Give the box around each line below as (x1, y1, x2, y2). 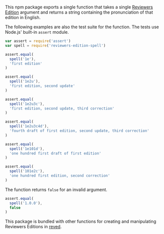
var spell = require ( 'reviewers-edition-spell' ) (5, 43, 106, 48)
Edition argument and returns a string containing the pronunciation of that (5, 9, 153, 15)
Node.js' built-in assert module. (5, 29, 69, 35)
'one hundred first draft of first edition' (9, 151, 102, 156)
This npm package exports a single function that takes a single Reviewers (5, 4, 153, 10)
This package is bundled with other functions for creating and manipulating (5, 218, 156, 224)
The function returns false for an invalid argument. (5, 187, 107, 192)
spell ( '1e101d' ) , (9, 146, 45, 151)
